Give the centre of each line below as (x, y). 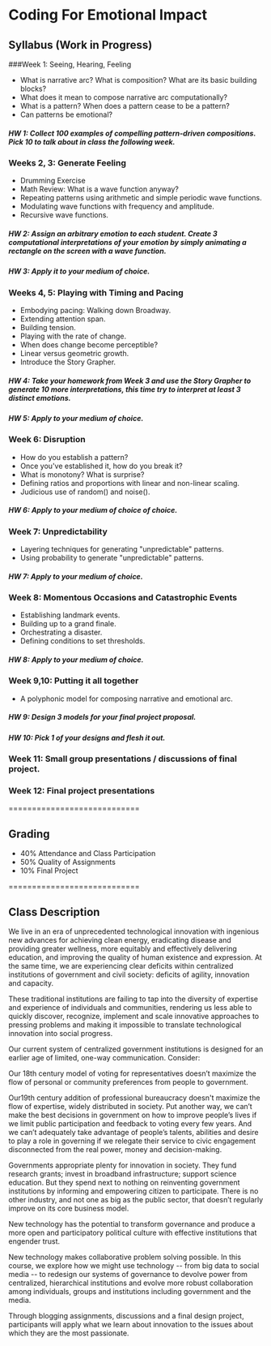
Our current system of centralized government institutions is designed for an (136, 1049)
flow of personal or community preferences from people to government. (128, 1082)
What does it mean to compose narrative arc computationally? (124, 97)
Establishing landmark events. (70, 615)
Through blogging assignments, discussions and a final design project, (126, 1316)
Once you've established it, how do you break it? (102, 466)
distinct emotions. (40, 398)
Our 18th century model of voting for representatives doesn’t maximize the (132, 1073)
